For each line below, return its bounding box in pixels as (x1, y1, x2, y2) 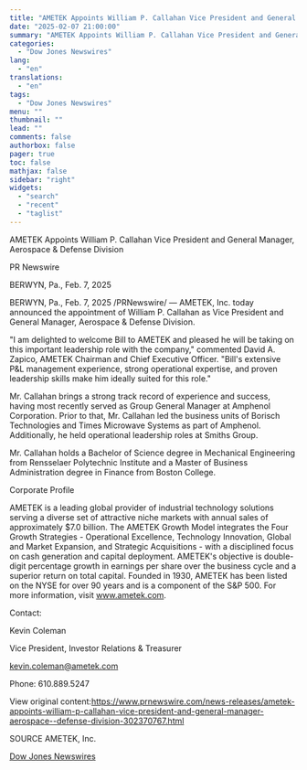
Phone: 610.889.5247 (9, 678, 90, 689)
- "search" (17, 192, 59, 201)
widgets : (9, 184, 43, 193)
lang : (9, 56, 30, 65)
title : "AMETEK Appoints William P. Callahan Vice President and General (9, 13, 297, 23)
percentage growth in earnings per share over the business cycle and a (27, 560, 297, 572)
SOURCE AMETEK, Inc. (9, 733, 97, 743)
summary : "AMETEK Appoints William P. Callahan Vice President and (9, 30, 272, 39)
